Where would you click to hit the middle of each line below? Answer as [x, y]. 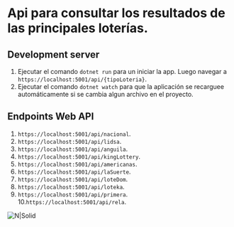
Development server [54, 54]
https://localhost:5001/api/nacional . [74, 134]
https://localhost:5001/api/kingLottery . [79, 156]
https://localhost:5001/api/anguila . [73, 149]
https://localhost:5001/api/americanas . [77, 164]
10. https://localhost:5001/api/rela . [72, 201]
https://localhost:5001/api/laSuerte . [74, 171]
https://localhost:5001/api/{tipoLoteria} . [82, 79]
